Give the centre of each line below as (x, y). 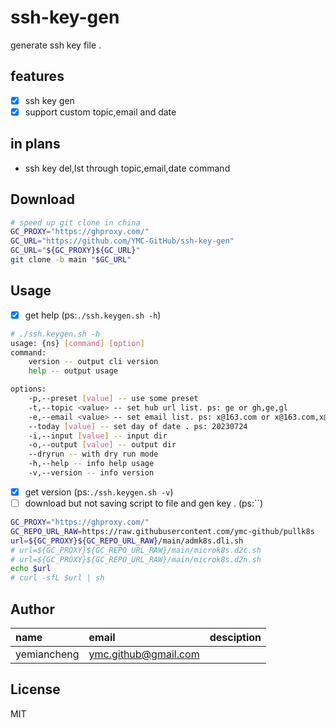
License (35, 689)
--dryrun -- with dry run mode (93, 454)
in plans (35, 144)
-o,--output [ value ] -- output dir (102, 445)
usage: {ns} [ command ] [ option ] (77, 343)
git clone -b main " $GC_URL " (71, 260)
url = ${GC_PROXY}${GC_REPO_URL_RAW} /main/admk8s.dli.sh (127, 541)
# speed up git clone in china (75, 222)
